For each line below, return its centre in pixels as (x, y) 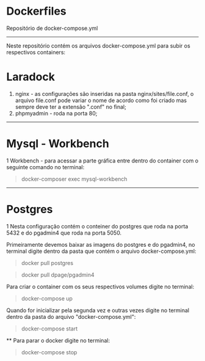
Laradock (31, 77)
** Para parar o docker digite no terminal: (58, 340)
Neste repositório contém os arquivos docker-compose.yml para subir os (98, 46)
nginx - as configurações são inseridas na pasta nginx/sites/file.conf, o (104, 93)
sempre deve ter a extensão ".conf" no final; (70, 107)
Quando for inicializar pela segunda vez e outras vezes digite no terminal (98, 310)
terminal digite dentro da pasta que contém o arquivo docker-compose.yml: (101, 251)
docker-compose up (47, 298)
